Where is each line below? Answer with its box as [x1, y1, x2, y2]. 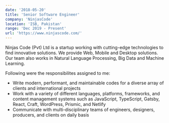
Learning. [5, 61, 25, 66]
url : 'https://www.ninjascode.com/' [5, 31, 82, 36]
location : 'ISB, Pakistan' [5, 21, 62, 27]
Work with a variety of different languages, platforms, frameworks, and [12, 91, 160, 96]
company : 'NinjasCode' [5, 17, 53, 22]
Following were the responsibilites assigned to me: [5, 70, 110, 76]
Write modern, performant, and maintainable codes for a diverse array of [12, 80, 164, 86]
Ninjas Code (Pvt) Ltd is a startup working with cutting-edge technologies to [5, 45, 164, 50]
